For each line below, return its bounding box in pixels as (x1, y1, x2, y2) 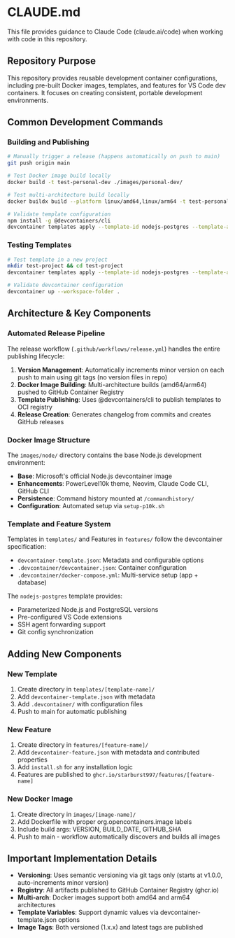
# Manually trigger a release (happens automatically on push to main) (7, 153, 220, 160)
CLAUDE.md (7, 4, 81, 20)
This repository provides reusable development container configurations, (7, 73, 218, 82)
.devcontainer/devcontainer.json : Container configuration (17, 563, 187, 572)
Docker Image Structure (7, 435, 91, 444)
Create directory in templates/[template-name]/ (17, 685, 155, 693)
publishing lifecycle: (7, 351, 65, 360)
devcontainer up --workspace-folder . (7, 288, 120, 295)
